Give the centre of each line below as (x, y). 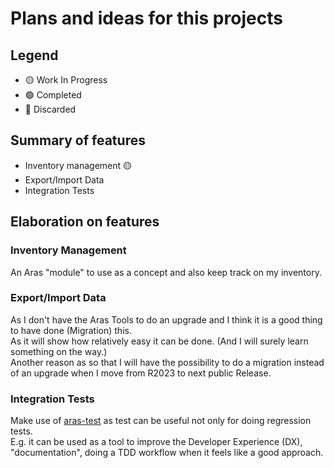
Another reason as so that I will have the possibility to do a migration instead (167, 362)
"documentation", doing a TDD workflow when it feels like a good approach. (167, 453)
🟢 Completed (53, 95)
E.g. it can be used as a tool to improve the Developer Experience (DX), (156, 442)
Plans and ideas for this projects (146, 18)
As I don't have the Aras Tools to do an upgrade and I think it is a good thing (166, 319)
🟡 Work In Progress (66, 80)
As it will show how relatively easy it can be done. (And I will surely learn (159, 341)
